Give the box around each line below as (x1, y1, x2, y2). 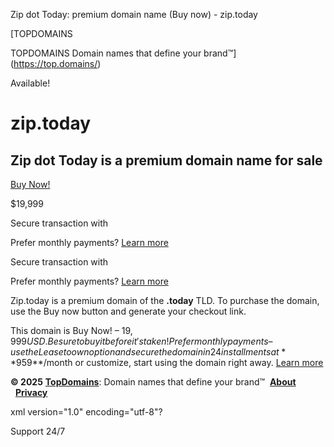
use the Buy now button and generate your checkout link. (10, 305, 247, 317)
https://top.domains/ (13, 58, 98, 69)
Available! (10, 77, 51, 89)
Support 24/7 (10, 425, 66, 437)
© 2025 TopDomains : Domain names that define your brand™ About (10, 376, 297, 388)
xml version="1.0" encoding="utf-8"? (10, 406, 163, 418)
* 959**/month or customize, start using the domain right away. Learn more (10, 357, 324, 368)
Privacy (14, 387, 48, 398)
